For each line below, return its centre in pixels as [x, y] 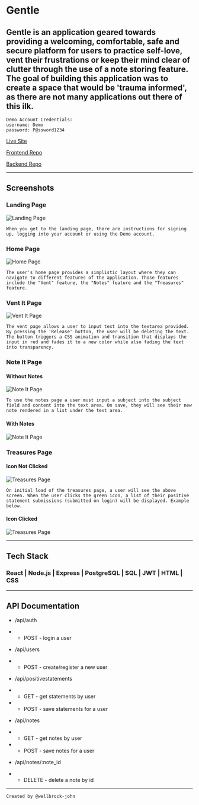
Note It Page [24, 362]
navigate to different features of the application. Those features [92, 278]
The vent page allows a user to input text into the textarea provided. [98, 327]
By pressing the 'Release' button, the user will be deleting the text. [98, 332]
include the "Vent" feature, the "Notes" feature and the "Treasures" [95, 283]
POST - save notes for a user [59, 751]
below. [14, 506]
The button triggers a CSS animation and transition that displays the [96, 337]
